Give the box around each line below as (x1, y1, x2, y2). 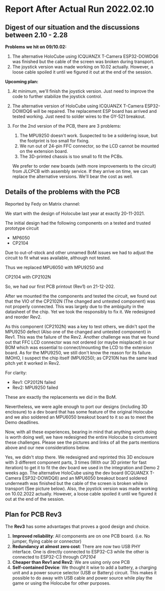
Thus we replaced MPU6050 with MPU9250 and (5, 264, 104, 270)
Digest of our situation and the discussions (5, 23, 140, 32)
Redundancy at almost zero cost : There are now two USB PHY (12, 543, 141, 549)
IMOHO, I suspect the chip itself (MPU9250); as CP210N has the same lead (5, 355, 158, 361)
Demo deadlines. (5, 419, 39, 425)
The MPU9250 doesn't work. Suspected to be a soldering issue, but (19, 133, 158, 139)
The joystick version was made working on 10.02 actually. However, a (12, 64, 154, 70)
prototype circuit (5, 225, 39, 231)
